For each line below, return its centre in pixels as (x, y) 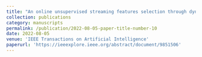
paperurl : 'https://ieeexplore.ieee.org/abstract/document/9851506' (94, 45)
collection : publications (38, 17)
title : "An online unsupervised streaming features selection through (96, 12)
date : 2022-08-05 (28, 34)
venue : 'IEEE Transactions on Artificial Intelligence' (78, 39)
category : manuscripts (35, 23)
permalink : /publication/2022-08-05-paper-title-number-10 (82, 28)
